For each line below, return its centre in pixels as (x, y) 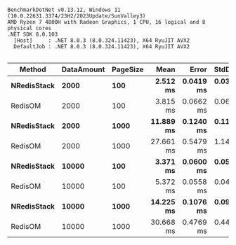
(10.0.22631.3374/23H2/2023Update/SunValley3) (77, 16)
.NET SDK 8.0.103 (33, 34)
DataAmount (83, 69)
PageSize (128, 69)
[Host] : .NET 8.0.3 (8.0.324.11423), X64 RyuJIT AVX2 (102, 41)
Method (33, 69)
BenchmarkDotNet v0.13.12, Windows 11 (64, 10)
